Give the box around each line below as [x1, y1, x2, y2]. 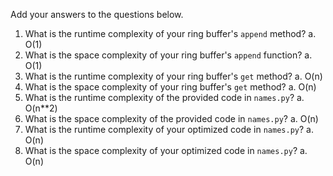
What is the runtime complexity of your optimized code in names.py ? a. [24, 124, 314, 135]
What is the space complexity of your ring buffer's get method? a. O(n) [24, 81, 317, 93]
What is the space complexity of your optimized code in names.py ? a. [24, 145, 308, 156]
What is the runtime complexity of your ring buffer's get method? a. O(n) [24, 70, 323, 82]
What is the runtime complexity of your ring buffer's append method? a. [24, 28, 317, 39]
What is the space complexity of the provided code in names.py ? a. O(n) [24, 113, 319, 124]
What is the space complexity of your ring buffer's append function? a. [24, 49, 313, 61]
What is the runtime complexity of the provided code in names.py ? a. [24, 92, 305, 103]
